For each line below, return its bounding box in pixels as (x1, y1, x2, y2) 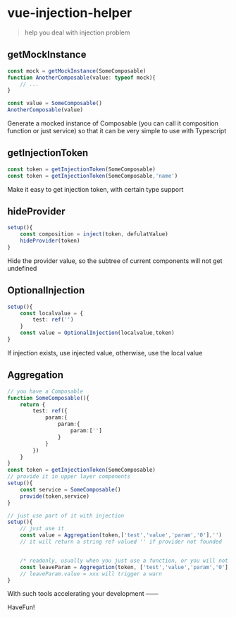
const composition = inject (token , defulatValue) (20, 231, 169, 238)
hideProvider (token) (20, 238, 80, 245)
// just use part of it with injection (7, 512, 125, 519)
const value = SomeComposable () (7, 100, 102, 107)
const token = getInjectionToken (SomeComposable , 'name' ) (7, 172, 178, 179)
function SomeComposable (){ (7, 394, 90, 401)
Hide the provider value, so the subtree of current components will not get (7, 256, 223, 265)
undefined (7, 264, 37, 272)
